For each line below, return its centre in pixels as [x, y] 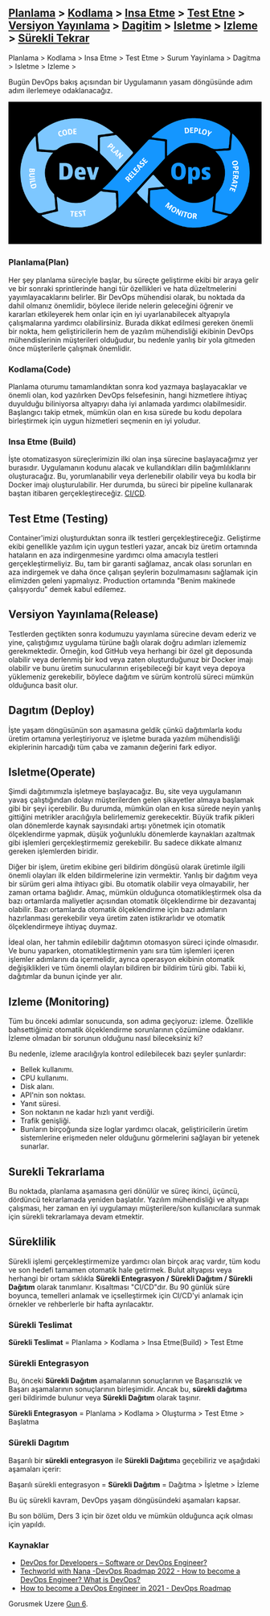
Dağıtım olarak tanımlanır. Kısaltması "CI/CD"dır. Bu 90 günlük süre [119, 1287]
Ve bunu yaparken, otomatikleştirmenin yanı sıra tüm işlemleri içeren [121, 951]
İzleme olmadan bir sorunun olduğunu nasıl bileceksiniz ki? [106, 1038]
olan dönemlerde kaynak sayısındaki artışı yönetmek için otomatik [117, 826]
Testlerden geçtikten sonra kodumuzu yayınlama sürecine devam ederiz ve [133, 634]
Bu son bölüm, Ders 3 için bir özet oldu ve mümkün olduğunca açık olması [131, 1515]
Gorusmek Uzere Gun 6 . [48, 1604]
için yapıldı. [27, 1524]
